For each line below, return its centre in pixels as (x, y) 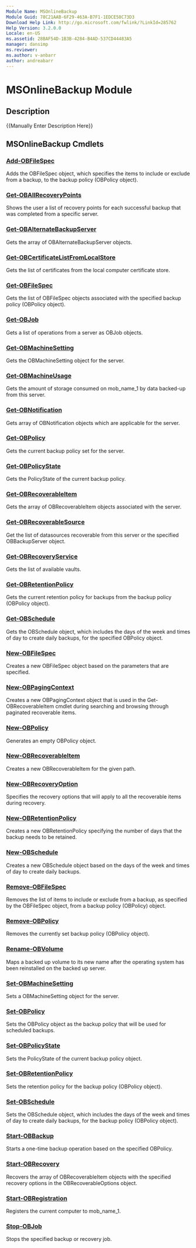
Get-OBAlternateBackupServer (51, 229)
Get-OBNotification (34, 410)
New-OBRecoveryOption (42, 784)
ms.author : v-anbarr (31, 55)
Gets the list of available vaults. (44, 569)
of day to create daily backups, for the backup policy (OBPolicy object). (92, 1121)
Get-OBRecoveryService (42, 556)
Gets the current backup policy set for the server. (66, 451)
